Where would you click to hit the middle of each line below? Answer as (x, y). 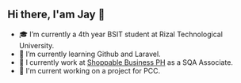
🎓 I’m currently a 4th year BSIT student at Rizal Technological (121, 34)
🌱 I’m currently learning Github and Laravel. (90, 54)
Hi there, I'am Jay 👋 (56, 15)
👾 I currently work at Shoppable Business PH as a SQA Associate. (126, 62)
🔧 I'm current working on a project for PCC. (90, 70)
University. (36, 45)
